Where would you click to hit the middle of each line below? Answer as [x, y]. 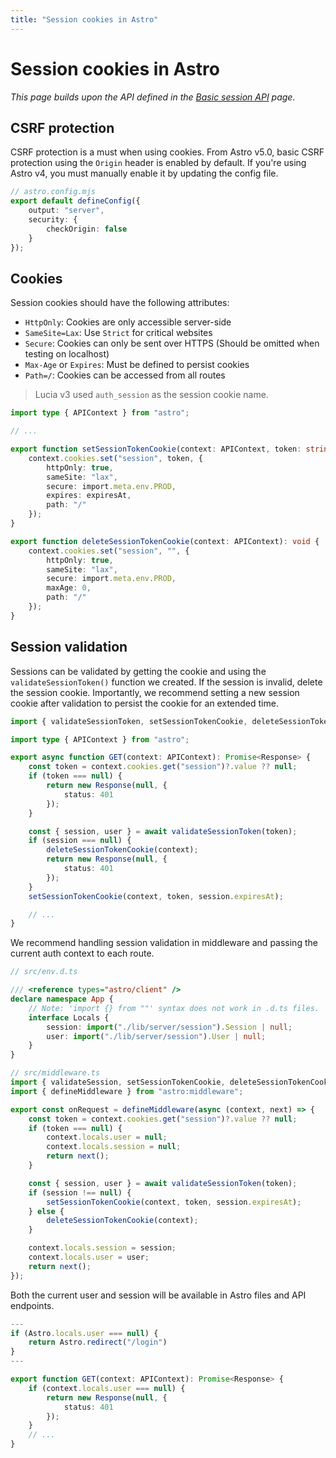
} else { [46, 1211]
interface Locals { [69, 1017]
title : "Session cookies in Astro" [84, 19]
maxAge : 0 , [69, 588]
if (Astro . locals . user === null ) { [84, 1333]
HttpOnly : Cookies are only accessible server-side [128, 322]
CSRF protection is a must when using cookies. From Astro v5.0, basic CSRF [167, 152]
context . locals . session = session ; [102, 1248]
